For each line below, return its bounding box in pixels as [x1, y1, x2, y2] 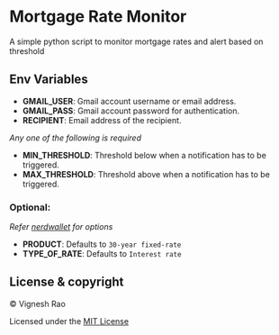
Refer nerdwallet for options [9, 222, 113, 232]
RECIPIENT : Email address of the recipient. [22, 114, 182, 125]
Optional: [9, 201, 51, 213]
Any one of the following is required [9, 132, 142, 143]
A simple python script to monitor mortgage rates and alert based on [9, 36, 264, 47]
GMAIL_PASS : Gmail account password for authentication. [22, 105, 240, 116]
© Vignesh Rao [9, 298, 66, 309]
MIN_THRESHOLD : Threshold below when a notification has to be [22, 149, 267, 160]
